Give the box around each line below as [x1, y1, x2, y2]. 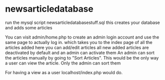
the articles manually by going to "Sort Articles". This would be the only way [5, 55, 159, 60]
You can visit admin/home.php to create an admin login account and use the [5, 34, 160, 40]
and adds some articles [5, 24, 53, 30]
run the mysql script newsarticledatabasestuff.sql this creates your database [5, 20, 161, 25]
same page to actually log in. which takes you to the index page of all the [5, 39, 153, 45]
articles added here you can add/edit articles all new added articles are [5, 44, 149, 50]
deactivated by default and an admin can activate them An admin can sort [5, 50, 155, 56]
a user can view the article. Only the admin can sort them [5, 60, 121, 66]
